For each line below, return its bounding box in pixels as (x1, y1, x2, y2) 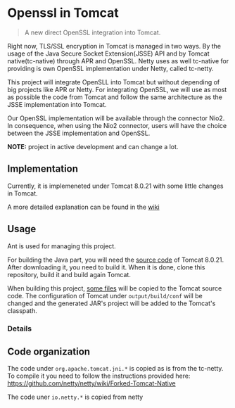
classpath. (7, 306, 37, 314)
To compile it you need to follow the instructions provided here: (7, 371, 191, 381)
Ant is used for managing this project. (7, 241, 116, 250)
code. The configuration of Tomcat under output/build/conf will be (7, 291, 203, 300)
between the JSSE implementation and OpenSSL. (7, 129, 151, 137)
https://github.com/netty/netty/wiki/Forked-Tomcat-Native (7, 379, 176, 388)
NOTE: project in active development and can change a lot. (7, 142, 179, 151)
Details (7, 324, 32, 333)
